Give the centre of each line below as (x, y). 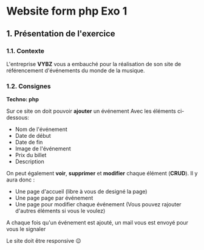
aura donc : (21, 180)
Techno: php (23, 100)
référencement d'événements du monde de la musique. (76, 70)
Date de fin (29, 142)
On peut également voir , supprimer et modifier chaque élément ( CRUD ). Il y (102, 174)
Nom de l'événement (41, 129)
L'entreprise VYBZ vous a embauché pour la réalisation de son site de (94, 64)
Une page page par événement (54, 198)
